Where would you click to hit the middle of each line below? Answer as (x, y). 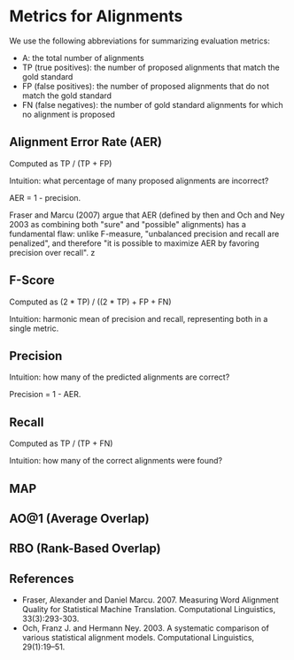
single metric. (34, 328)
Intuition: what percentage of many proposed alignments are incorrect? (139, 180)
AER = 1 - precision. (45, 197)
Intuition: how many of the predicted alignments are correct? (120, 377)
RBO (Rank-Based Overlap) (85, 549)
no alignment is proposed (68, 114)
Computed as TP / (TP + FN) (61, 443)
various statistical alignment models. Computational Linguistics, (138, 638)
